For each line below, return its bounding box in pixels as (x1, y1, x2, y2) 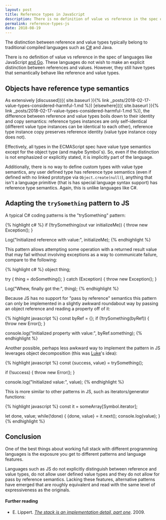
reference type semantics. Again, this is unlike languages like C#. (5, 185, 138, 190)
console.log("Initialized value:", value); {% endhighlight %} (5, 379, 124, 385)
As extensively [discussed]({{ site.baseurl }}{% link (5, 97, 110, 103)
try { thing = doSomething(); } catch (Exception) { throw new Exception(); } (5, 276, 157, 282)
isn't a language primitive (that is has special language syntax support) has (5, 179, 158, 186)
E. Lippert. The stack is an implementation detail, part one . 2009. (12, 509, 145, 515)
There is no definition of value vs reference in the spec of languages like (5, 54, 153, 60)
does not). (5, 134, 26, 140)
